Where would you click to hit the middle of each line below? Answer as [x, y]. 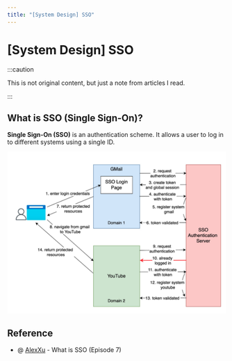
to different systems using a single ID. [61, 142]
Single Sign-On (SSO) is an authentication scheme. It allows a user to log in [116, 135]
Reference [30, 333]
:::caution [21, 69]
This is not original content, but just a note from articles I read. [96, 83]
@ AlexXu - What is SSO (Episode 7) [69, 350]
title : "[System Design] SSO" [51, 15]
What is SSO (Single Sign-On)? [75, 118]
